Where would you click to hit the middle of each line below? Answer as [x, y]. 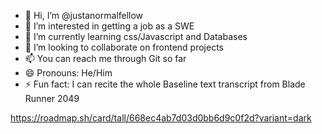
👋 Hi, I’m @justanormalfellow [84, 15]
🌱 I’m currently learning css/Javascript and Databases [136, 36]
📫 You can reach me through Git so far [105, 58]
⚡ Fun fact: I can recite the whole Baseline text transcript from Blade [165, 84]
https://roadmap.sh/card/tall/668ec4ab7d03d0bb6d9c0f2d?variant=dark [161, 118]
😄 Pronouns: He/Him [68, 73]
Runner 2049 [52, 98]
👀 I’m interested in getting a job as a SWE [109, 26]
